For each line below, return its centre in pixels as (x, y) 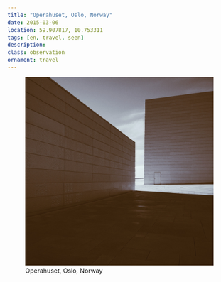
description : (27, 45)
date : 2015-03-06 (33, 22)
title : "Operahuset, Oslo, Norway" (60, 15)
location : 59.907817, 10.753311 (55, 30)
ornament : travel (33, 60)
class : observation (36, 53)
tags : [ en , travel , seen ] (45, 38)
